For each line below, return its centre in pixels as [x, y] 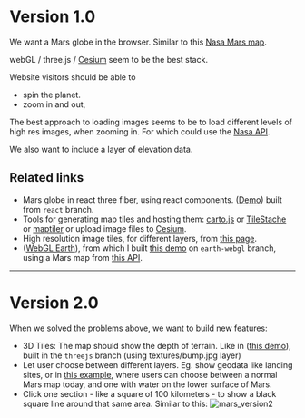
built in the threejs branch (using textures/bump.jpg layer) [132, 355]
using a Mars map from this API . [82, 257]
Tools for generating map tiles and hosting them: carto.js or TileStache [154, 219]
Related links [47, 178]
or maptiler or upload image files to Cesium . [104, 228]
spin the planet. [52, 95]
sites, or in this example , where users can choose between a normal [150, 374]
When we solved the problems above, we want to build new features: [138, 328]
